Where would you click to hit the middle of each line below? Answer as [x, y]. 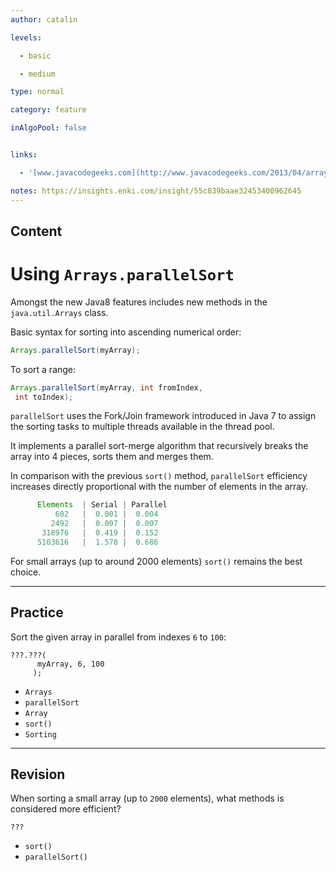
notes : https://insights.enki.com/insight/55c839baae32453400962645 [156, 191]
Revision [38, 774]
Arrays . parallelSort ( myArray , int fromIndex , [106, 387]
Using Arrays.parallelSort [122, 274]
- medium [37, 74]
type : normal [37, 92]
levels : [26, 37]
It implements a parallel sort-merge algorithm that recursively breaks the [159, 446]
